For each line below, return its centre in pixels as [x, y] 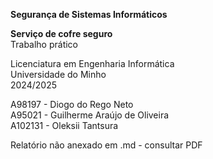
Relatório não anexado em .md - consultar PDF [106, 145]
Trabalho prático [44, 44]
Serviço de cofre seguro [61, 33]
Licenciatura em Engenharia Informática [92, 63]
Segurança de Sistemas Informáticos [89, 14]
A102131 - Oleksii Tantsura [64, 125]
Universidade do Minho [58, 74]
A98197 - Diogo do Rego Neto [72, 104]
